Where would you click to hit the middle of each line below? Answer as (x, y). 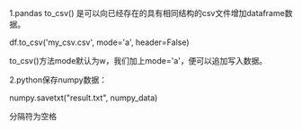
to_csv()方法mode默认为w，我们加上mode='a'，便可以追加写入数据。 (138, 61)
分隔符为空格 (33, 116)
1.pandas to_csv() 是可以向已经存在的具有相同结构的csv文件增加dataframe (147, 13)
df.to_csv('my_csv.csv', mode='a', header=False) (100, 42)
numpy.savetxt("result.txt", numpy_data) (84, 98)
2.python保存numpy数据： (58, 80)
